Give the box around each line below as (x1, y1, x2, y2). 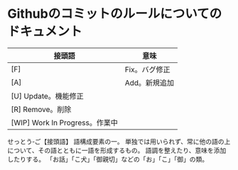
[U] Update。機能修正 (11, 91, 84, 101)
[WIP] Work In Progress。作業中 (11, 118, 119, 127)
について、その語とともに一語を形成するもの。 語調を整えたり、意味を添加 (7, 146, 227, 154)
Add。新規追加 (124, 78, 175, 88)
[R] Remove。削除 (11, 104, 72, 114)
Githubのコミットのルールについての (7, 6, 222, 22)
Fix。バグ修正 (124, 64, 171, 74)
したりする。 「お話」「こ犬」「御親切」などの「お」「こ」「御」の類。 (7, 154, 208, 163)
